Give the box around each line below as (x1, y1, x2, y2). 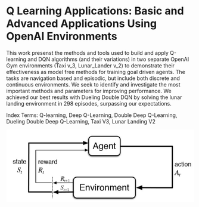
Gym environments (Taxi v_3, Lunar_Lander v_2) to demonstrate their (6, 61, 175, 69)
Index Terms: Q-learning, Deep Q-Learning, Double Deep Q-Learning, (6, 112, 178, 119)
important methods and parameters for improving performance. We (6, 87, 172, 94)
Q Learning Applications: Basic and (6, 4, 184, 18)
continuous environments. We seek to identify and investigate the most (6, 81, 181, 88)
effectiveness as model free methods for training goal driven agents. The (6, 68, 186, 75)
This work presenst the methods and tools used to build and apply (6, 49, 169, 56)
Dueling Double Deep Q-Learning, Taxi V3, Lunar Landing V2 (6, 118, 156, 125)
